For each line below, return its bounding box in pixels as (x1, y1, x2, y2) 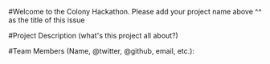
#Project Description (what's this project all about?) (8, 31, 178, 40)
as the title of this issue (8, 15, 85, 25)
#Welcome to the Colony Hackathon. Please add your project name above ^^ (8, 7, 262, 16)
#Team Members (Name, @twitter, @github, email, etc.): (8, 46, 195, 55)
